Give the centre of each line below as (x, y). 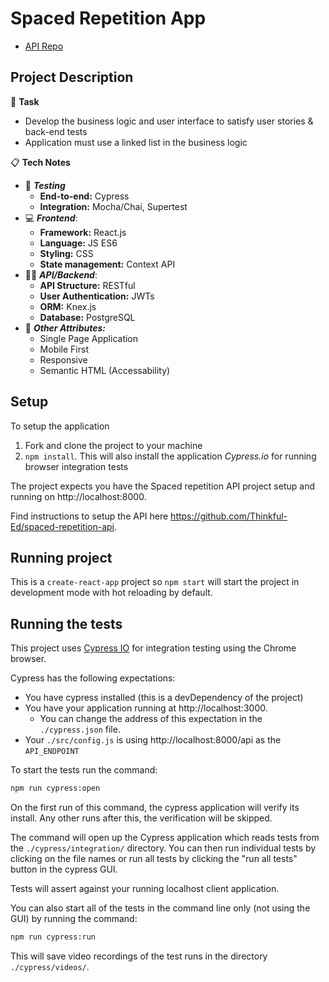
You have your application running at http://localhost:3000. (146, 708)
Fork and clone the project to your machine (113, 445)
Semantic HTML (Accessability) (105, 370)
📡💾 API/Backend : (61, 274)
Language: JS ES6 (78, 243)
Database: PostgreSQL (87, 317)
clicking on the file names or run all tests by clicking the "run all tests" (154, 859)
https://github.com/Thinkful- (229, 516)
